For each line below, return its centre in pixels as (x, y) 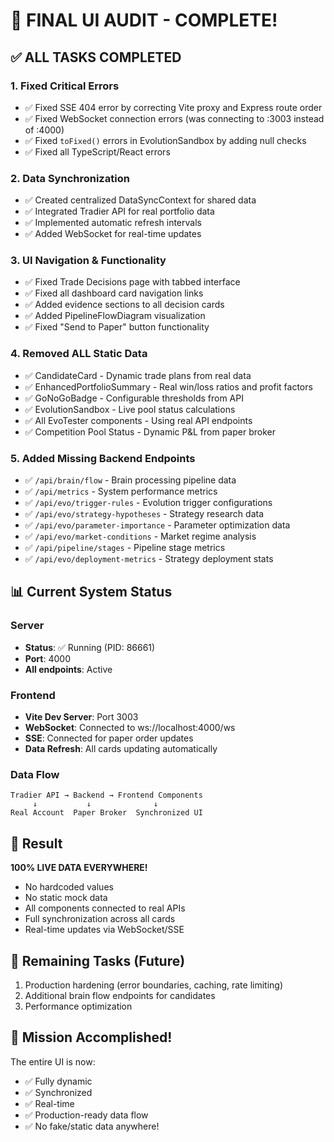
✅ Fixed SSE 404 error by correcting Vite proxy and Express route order (173, 107)
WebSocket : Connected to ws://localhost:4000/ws (130, 728)
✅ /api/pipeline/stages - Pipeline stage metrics (125, 548)
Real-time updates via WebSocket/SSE (104, 930)
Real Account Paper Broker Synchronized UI (106, 813)
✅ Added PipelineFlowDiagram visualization (115, 316)
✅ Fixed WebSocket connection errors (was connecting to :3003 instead (174, 118)
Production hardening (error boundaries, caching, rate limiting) (154, 985)
